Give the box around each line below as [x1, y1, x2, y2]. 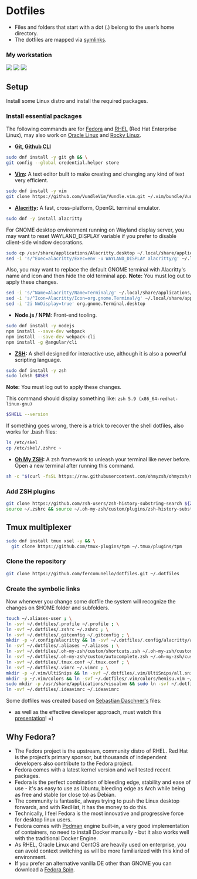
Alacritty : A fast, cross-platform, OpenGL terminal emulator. [14, 204, 160, 211]
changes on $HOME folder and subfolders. [6, 604, 110, 611]
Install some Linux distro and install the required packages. [6, 98, 148, 105]
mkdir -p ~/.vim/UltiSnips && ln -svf [6, 670, 101, 676]
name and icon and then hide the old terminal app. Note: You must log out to [6, 272, 191, 280]
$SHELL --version [6, 411, 49, 418]
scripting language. [14, 356, 62, 363]
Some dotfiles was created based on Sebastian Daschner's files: [6, 697, 162, 704]
